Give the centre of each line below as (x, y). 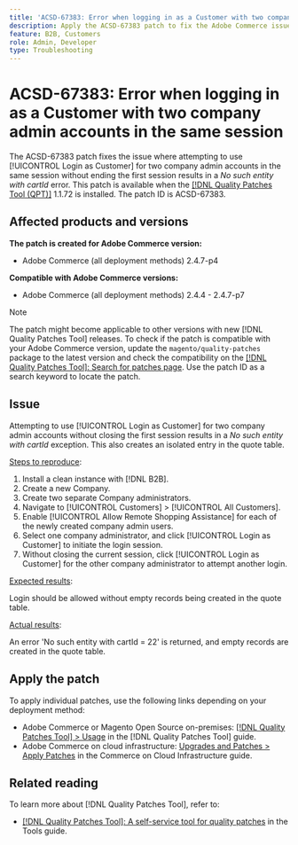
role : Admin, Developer (53, 42)
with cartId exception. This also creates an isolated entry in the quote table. (147, 444)
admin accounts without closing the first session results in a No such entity (146, 434)
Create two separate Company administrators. (106, 497)
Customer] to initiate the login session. (92, 544)
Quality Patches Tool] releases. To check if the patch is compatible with (140, 339)
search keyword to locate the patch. (75, 376)
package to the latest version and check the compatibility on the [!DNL (138, 357)
